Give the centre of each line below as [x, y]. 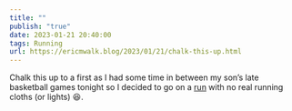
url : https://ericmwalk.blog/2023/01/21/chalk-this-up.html [126, 52]
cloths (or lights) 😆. [46, 97]
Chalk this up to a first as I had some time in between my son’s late [134, 77]
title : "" [28, 18]
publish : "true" [40, 26]
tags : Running [36, 43]
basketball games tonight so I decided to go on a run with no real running [146, 87]
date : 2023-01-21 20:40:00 [60, 35]
